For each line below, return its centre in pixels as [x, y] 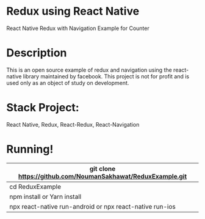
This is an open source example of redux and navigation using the [89, 70]
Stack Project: [43, 108]
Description [37, 53]
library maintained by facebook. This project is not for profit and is [106, 76]
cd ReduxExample [35, 187]
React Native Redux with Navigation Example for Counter [78, 28]
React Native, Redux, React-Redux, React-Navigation [73, 124]
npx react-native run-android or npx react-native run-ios [92, 206]
